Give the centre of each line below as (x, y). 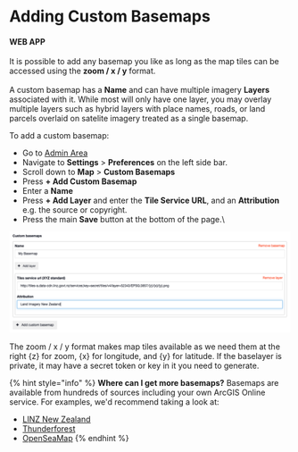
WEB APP (28, 41)
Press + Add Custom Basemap (79, 181)
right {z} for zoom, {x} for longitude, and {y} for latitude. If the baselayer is (146, 356)
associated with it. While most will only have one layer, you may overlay (141, 99)
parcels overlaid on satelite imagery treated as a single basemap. (129, 119)
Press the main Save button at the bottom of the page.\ (124, 220)
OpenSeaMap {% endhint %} (75, 438)
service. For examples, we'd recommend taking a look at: (115, 402)
